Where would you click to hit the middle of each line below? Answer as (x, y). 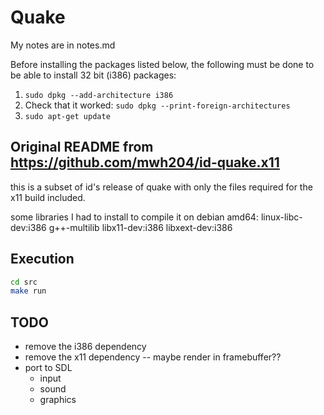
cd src (24, 282)
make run (28, 291)
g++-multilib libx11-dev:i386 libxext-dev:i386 (140, 227)
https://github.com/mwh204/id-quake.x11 (145, 162)
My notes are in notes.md (63, 45)
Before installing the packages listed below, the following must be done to (162, 64)
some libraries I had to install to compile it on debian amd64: (134, 217)
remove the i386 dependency (85, 347)
